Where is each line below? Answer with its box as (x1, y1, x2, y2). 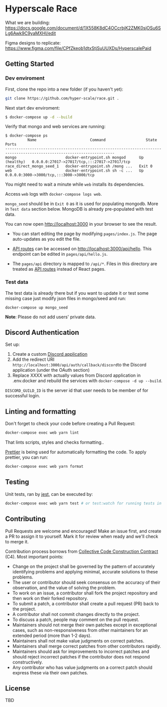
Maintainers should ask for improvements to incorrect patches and (12, 648, 150, 654)
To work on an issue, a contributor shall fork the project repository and (12, 590, 158, 596)
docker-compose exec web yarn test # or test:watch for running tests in (5, 501, 162, 506)
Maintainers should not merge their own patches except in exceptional (12, 621, 157, 628)
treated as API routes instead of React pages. (12, 266, 106, 272)
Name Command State (27, 138, 157, 143)
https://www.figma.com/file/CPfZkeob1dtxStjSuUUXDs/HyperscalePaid (5, 45, 152, 51)
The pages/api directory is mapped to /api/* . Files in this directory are (12, 261, 158, 267)
